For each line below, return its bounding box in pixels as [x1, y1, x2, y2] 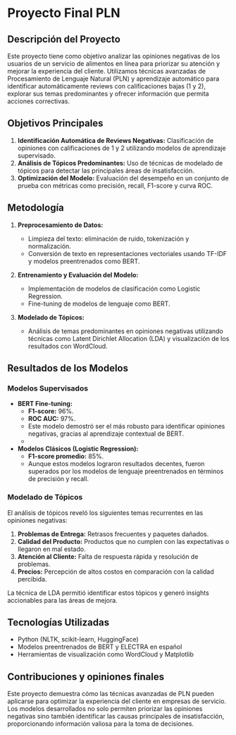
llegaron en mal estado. [17, 545, 86, 553]
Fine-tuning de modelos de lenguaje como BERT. [27, 299, 170, 308]
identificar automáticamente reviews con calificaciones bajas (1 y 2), [7, 82, 206, 90]
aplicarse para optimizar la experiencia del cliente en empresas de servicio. [7, 697, 227, 705]
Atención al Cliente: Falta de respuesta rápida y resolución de [17, 552, 199, 560]
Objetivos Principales [7, 117, 104, 129]
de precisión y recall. [27, 475, 89, 483]
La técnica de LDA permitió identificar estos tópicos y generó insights [7, 589, 209, 597]
